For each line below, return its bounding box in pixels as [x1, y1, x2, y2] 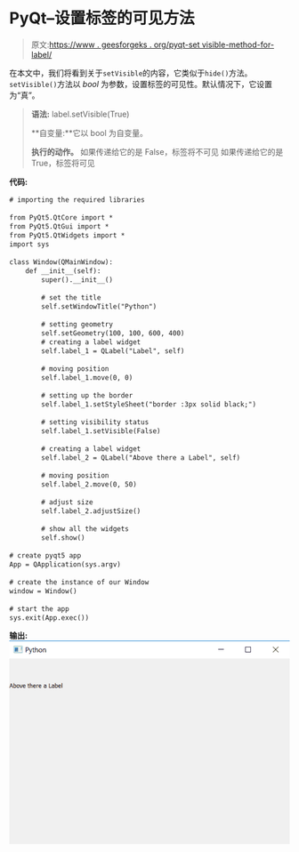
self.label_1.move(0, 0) [41, 373, 133, 382]
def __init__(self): [25, 266, 101, 276]
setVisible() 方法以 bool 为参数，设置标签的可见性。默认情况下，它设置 [9, 78, 273, 89]
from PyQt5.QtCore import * [9, 213, 114, 222]
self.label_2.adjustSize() [41, 506, 141, 516]
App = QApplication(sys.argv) [9, 559, 122, 569]
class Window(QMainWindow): [9, 257, 114, 267]
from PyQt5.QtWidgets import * [9, 230, 125, 240]
